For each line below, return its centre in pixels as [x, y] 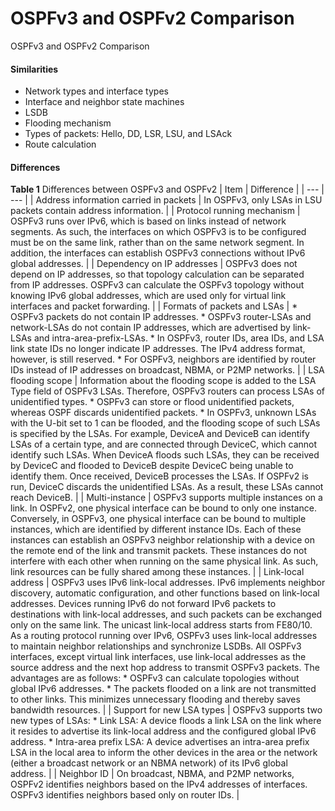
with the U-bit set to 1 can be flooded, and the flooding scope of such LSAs [165, 423]
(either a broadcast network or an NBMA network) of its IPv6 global [149, 763]
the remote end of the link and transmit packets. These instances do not [158, 551]
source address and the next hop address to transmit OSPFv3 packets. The [165, 668]
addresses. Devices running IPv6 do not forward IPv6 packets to [143, 604]
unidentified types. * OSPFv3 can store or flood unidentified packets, [152, 402]
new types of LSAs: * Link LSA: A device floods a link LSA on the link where [166, 721]
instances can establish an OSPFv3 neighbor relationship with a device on [162, 540]
